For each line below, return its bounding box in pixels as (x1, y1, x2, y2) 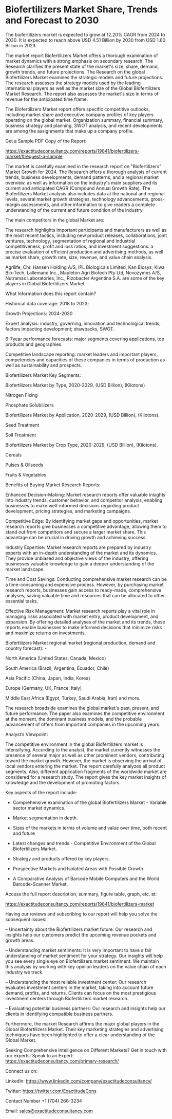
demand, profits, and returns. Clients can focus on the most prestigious (5, 989, 157, 996)
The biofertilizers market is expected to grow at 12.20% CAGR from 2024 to (5, 31, 165, 38)
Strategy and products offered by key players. (12, 855, 110, 861)
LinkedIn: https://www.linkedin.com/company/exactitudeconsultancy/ (5, 1078, 152, 1084)
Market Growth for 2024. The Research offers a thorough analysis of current (5, 169, 167, 175)
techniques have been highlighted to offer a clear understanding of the (5, 1032, 155, 1038)
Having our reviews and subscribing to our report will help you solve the (5, 911, 158, 917)
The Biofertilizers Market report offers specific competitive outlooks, (5, 106, 150, 112)
